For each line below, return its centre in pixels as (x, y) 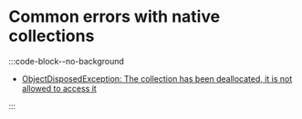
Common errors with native (115, 17)
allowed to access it (59, 88)
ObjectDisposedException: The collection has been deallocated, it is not (157, 78)
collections (52, 36)
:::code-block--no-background (67, 61)
